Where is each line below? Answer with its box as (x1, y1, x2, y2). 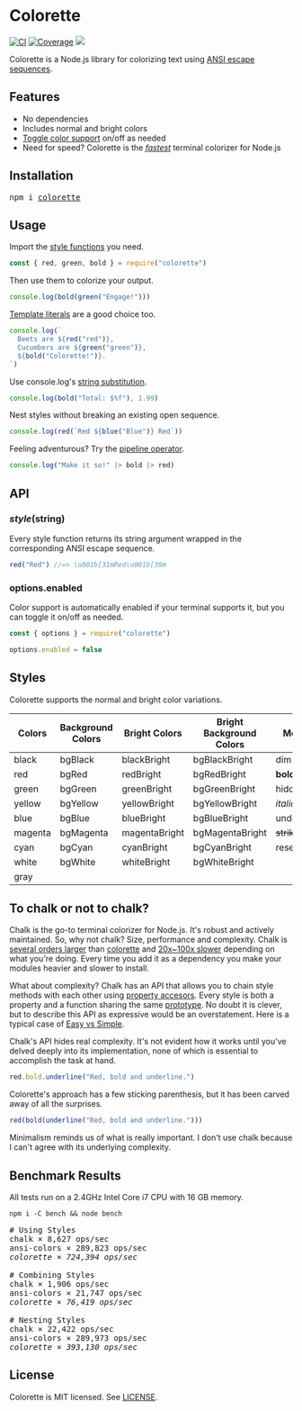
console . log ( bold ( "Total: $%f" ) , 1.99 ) (9, 393, 159, 402)
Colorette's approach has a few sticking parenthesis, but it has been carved (9, 1089, 290, 1099)
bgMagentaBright (192, 826, 268, 838)
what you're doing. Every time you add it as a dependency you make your (9, 954, 282, 964)
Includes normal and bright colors (22, 122, 148, 133)
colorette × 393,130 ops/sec (9, 1342, 138, 1352)
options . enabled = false (9, 645, 102, 654)
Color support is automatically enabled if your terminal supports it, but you (9, 601, 285, 612)
